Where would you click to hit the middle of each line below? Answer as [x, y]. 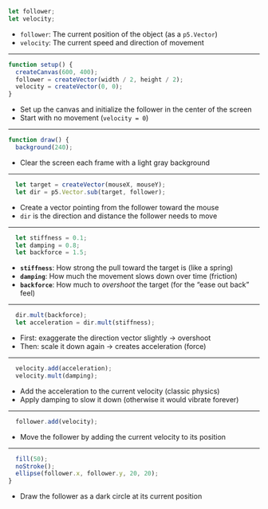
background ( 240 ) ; [44, 147]
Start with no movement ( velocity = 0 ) [84, 118]
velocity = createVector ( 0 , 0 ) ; [69, 87]
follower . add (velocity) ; [57, 421]
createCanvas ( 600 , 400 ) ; [57, 72]
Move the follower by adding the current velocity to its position [122, 437]
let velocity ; [32, 19]
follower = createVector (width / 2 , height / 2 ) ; [99, 80]
